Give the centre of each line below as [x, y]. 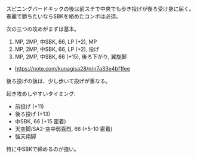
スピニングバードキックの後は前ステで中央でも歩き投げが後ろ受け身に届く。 [100, 9]
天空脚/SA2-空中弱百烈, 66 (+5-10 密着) [64, 129]
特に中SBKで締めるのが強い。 [43, 149]
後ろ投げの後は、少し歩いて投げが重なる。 [59, 81]
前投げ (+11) [29, 106]
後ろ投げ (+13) [33, 114]
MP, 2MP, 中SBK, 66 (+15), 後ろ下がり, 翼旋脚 [71, 57]
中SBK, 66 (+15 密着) [41, 121]
